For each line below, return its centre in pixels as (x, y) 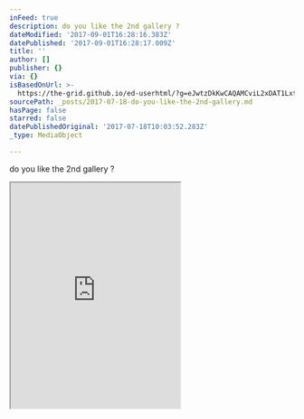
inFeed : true (34, 18)
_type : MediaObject (46, 135)
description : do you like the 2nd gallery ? (95, 26)
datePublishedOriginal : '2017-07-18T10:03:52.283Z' (109, 127)
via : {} (24, 77)
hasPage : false (38, 110)
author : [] (30, 60)
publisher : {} (36, 69)
